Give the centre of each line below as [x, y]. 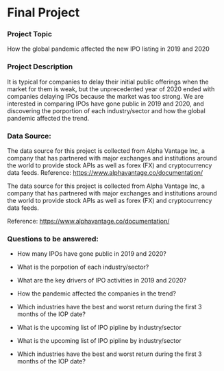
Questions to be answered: [53, 239]
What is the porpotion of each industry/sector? [83, 267]
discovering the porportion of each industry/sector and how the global [106, 110]
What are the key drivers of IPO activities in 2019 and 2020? [102, 280]
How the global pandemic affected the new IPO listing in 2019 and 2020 [109, 49]
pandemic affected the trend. [48, 118]
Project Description [40, 67]
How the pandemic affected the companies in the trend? [97, 294]
